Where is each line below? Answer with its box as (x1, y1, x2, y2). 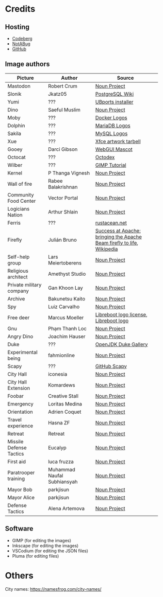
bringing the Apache (95, 233, 142, 240)
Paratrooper (7, 469, 35, 476)
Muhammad (48, 466, 76, 473)
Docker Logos (95, 114, 128, 121)
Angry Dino (7, 333, 33, 340)
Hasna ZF (48, 419, 70, 426)
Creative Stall (48, 392, 79, 399)
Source (117, 74, 134, 81)
